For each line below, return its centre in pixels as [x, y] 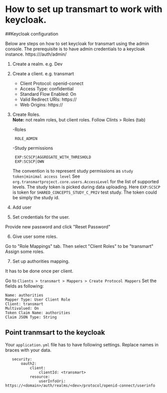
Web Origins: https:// [41, 104]
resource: [40, 377]
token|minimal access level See [46, 176]
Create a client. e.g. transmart [43, 73]
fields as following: [24, 286]
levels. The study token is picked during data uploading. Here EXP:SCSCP [86, 187]
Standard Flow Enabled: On [48, 94]
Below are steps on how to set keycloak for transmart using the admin [77, 43]
